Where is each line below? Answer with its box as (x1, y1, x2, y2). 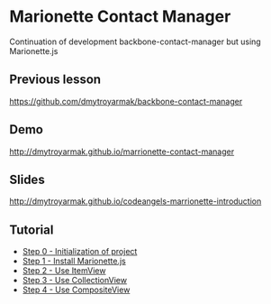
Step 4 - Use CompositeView (22, 284, 131, 295)
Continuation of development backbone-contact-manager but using (9, 36, 261, 47)
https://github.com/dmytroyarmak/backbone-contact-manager (9, 96, 243, 106)
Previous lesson (9, 72, 102, 88)
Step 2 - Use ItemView (22, 265, 106, 276)
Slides (9, 171, 45, 187)
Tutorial (9, 222, 54, 237)
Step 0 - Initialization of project (22, 246, 138, 257)
